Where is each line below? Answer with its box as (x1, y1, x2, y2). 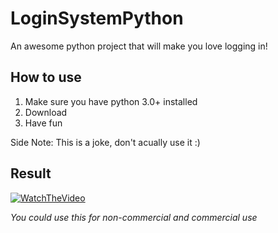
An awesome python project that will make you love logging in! (10, 40, 268, 52)
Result (10, 165, 52, 182)
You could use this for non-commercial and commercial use (10, 211, 258, 223)
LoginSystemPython (10, 7, 184, 30)
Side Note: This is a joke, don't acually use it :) (10, 136, 201, 148)
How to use (10, 69, 82, 86)
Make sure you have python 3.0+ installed (24, 95, 198, 107)
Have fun (24, 117, 63, 129)
